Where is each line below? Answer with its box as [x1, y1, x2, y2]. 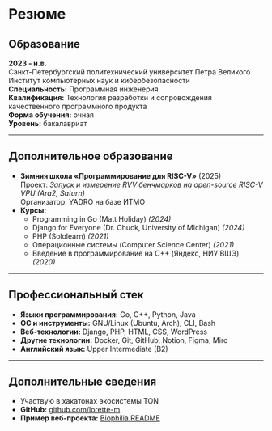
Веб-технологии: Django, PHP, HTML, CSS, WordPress [19, 327, 208, 336]
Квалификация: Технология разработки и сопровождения [8, 93, 212, 102]
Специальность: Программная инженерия [8, 84, 159, 94]
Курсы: [19, 205, 47, 215]
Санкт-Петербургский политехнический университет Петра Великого [8, 67, 251, 77]
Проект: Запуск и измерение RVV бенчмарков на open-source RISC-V [19, 180, 263, 189]
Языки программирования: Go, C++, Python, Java [19, 309, 196, 319]
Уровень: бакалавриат [8, 119, 87, 128]
